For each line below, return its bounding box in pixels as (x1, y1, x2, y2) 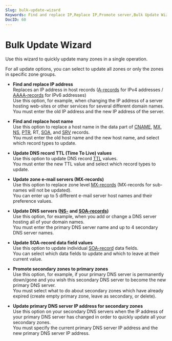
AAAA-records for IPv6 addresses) (12, 92, 87, 98)
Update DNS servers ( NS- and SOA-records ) (12, 208, 109, 214)
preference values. (12, 198, 53, 204)
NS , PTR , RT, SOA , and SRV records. (12, 129, 90, 136)
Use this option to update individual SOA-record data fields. (12, 245, 139, 251)
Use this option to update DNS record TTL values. (12, 156, 118, 162)
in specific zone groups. (5, 71, 56, 77)
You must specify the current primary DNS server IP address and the (12, 325, 158, 331)
